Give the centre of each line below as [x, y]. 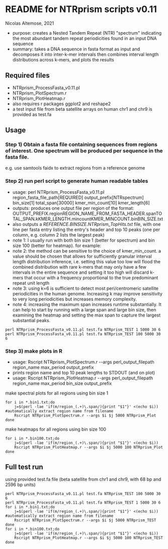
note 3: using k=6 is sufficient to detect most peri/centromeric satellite [85, 288]
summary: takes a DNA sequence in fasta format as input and [76, 49]
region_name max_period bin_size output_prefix [62, 383]
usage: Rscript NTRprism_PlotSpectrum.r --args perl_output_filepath [83, 362]
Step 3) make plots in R [34, 351]
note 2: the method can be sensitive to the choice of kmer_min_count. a [87, 251]
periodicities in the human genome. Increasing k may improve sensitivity [87, 293]
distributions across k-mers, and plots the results [63, 59]
